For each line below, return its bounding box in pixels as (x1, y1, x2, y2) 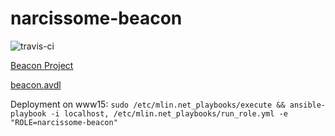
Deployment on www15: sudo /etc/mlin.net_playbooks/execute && (10, 98, 286, 110)
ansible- (289, 100, 327, 110)
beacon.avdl (10, 78, 62, 91)
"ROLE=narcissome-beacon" (10, 117, 118, 127)
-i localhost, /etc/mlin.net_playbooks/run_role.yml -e (50, 108, 288, 119)
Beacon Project (10, 59, 74, 71)
